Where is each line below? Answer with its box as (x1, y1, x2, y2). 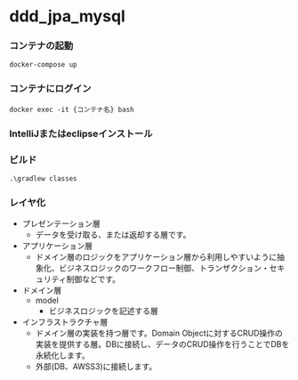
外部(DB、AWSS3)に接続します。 (35, 361, 157, 372)
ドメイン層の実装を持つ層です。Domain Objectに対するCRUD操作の (35, 327, 283, 339)
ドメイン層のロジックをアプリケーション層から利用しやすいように (35, 252, 278, 263)
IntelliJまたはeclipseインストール (9, 127, 153, 140)
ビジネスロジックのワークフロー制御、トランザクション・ (59, 263, 270, 273)
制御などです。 (66, 274, 121, 285)
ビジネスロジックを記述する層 (48, 305, 158, 317)
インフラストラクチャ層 (21, 317, 109, 327)
